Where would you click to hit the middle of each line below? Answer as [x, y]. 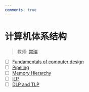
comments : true [21, 10]
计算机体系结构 [36, 36]
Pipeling [20, 67]
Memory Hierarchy [32, 73]
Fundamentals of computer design [48, 62]
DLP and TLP [26, 84]
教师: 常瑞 [27, 52]
